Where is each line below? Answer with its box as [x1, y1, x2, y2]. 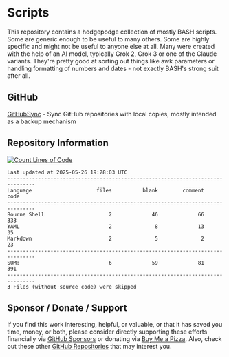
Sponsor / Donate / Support [7, 302, 127, 314]
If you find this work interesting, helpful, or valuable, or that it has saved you [7, 320, 223, 329]
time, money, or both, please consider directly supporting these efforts [7, 327, 208, 336]
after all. [7, 71, 31, 80]
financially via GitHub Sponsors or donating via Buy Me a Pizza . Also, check [7, 335, 222, 343]
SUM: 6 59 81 [7, 259, 205, 266]
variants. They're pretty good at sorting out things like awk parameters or [7, 57, 215, 65]
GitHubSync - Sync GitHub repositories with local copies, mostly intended [7, 110, 217, 118]
